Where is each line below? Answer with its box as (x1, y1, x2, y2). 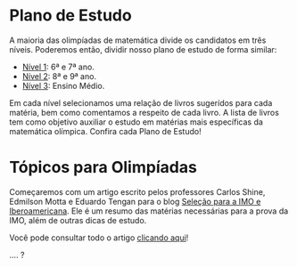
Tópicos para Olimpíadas (9, 158, 198, 178)
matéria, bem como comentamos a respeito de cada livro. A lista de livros (9, 107, 279, 117)
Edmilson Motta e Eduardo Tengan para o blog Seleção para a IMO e (9, 196, 261, 206)
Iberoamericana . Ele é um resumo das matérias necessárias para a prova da (9, 206, 289, 216)
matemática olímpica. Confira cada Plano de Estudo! (9, 125, 202, 136)
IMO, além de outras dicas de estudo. (9, 214, 147, 225)
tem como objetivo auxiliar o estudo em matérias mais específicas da (9, 117, 263, 127)
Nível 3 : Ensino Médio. (21, 80, 105, 91)
